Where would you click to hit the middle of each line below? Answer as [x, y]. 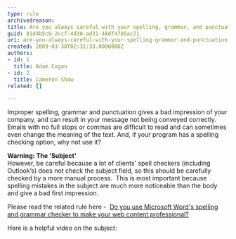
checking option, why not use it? [54, 142]
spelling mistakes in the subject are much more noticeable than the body [112, 186]
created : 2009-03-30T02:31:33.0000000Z [66, 47]
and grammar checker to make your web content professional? [98, 214]
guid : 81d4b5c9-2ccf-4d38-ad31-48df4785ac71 [73, 33]
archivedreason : [31, 20]
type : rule [23, 14]
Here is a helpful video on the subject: [62, 228]
